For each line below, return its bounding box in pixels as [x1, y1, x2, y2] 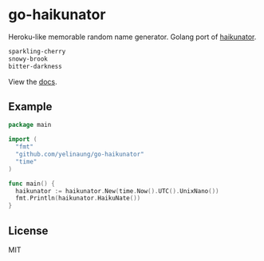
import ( [8, 136, 37, 144]
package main [8, 121, 52, 129]
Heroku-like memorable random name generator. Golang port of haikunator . [8, 32, 257, 42]
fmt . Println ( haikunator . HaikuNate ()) [15, 194, 141, 203]
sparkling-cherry [8, 47, 66, 55]
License [8, 223, 49, 237]
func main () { [8, 180, 56, 188]
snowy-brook [8, 54, 48, 63]
